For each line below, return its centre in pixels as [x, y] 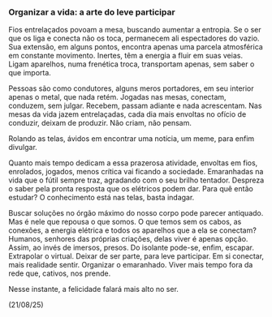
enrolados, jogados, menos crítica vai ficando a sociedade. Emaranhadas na [136, 172]
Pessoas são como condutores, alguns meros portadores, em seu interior [131, 88]
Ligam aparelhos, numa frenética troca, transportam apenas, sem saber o [132, 64]
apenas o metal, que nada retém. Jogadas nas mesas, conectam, [117, 97]
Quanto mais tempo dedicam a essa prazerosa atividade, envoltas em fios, [133, 163]
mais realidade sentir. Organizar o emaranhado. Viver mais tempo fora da [131, 265]
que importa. [30, 73]
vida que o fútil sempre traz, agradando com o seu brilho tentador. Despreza [136, 180]
